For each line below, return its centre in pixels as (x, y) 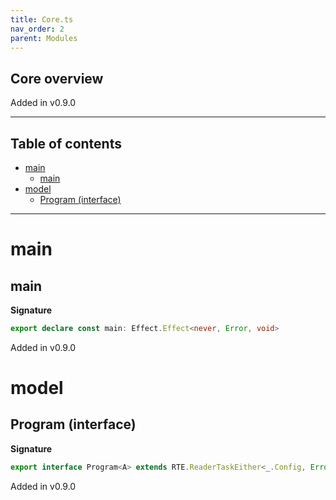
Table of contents (66, 143)
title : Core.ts (42, 19)
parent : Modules (44, 38)
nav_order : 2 (37, 29)
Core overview (57, 78)
